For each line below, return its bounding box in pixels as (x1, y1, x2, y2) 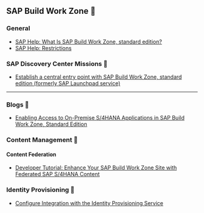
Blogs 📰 (6, 100, 29, 109)
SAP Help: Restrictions (15, 44, 72, 51)
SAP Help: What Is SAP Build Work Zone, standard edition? (15, 38, 162, 45)
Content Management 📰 (6, 136, 78, 144)
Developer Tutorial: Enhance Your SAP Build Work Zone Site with (15, 164, 177, 171)
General (6, 24, 30, 33)
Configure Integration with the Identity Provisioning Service (15, 199, 164, 206)
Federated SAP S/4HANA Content (15, 171, 100, 178)
